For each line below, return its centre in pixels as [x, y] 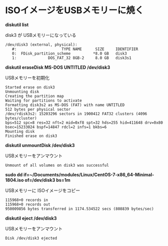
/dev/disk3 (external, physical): [41, 44]
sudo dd [14, 174]
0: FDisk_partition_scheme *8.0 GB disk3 [69, 54]
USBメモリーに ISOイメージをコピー [43, 190]
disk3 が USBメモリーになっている [41, 35]
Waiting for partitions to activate [44, 101]
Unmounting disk [22, 91]
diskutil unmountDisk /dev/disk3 [40, 145]
